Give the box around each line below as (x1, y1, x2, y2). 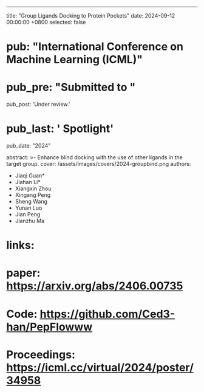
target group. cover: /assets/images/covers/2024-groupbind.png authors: (6, 160, 191, 168)
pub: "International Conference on (6, 40, 184, 53)
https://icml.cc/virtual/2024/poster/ (6, 360, 194, 374)
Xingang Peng (15, 191, 51, 199)
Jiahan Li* (15, 179, 41, 186)
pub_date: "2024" (6, 142, 51, 150)
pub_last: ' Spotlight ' (6, 122, 114, 136)
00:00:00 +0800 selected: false (6, 19, 86, 26)
